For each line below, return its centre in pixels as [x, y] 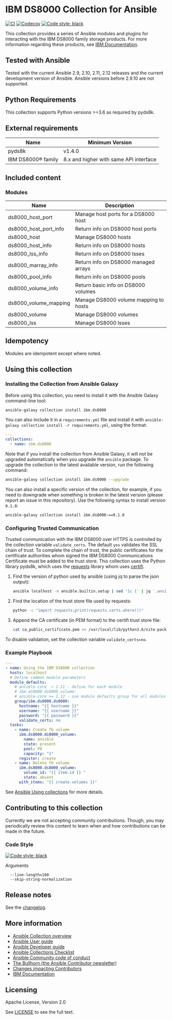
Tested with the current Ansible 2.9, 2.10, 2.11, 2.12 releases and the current [84, 73]
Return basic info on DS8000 [110, 285]
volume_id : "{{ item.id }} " [55, 773]
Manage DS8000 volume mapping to [120, 300]
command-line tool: [26, 401]
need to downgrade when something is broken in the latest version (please [84, 494]
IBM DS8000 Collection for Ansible [81, 9]
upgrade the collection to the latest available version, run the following [79, 465]
